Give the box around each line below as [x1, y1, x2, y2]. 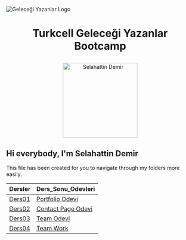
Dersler [9, 185, 31, 193]
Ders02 [9, 205, 31, 212]
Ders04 [9, 224, 31, 232]
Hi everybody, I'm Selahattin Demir [6, 148, 139, 159]
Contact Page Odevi [36, 205, 93, 212]
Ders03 [9, 214, 31, 223]
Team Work [36, 224, 69, 232]
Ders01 [9, 195, 31, 203]
